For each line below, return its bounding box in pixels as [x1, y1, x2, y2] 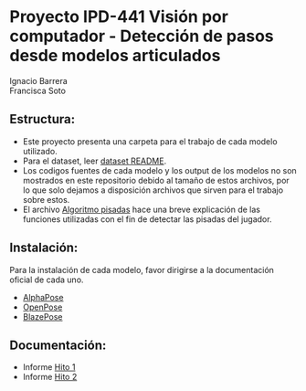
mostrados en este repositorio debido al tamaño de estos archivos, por [22, 174, 290, 185]
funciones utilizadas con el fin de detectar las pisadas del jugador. [22, 213, 272, 225]
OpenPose [22, 301, 63, 312]
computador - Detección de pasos [9, 26, 274, 47]
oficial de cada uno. [9, 274, 84, 285]
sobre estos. [22, 194, 70, 205]
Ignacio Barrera [9, 75, 69, 86]
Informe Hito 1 [22, 362, 76, 373]
